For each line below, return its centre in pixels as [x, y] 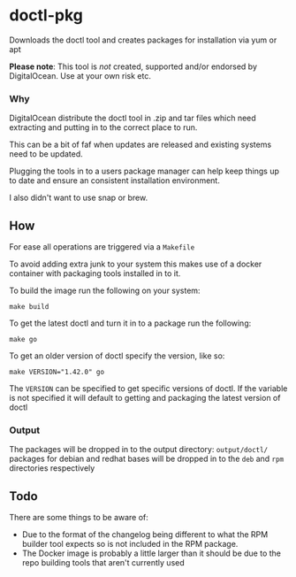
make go [23, 340]
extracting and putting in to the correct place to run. [103, 127]
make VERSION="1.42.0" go [57, 373]
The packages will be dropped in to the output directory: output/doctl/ [139, 450]
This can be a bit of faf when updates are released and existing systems [140, 145]
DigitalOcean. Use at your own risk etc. [80, 75]
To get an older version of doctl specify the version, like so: [117, 356]
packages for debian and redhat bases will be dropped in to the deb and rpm [147, 459]
